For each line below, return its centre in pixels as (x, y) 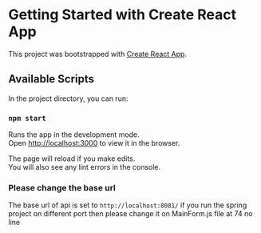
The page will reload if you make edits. (72, 159)
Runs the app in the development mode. (74, 135)
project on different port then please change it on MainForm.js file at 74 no (130, 214)
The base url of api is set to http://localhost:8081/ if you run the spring (128, 205)
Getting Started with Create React (123, 15)
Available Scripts (51, 79)
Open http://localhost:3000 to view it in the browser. (94, 143)
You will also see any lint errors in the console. (85, 167)
